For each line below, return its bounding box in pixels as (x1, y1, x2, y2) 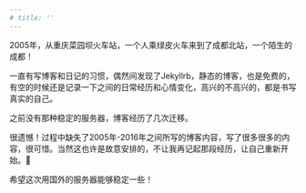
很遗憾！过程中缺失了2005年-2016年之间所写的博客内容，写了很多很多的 (9, 131, 282, 142)
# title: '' (9, 13, 55, 23)
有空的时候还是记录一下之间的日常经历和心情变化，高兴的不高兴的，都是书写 (9, 81, 297, 92)
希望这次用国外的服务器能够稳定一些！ (9, 174, 153, 185)
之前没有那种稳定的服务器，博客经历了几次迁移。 (9, 112, 193, 123)
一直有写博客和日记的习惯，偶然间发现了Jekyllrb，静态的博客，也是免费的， (9, 70, 295, 81)
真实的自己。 (9, 93, 57, 104)
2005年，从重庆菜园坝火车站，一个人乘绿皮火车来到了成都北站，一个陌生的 (9, 39, 293, 50)
